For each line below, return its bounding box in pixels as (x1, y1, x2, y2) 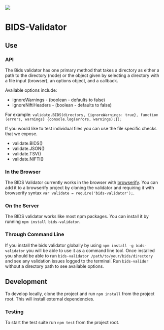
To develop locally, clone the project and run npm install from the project (5, 291, 155, 296)
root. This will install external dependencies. (5, 296, 95, 302)
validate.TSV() (12, 150, 41, 156)
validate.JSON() (12, 146, 45, 151)
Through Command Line (5, 231, 65, 238)
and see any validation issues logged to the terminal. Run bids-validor (5, 258, 149, 264)
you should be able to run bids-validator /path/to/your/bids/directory (5, 253, 153, 258)
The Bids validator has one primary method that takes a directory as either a (5, 67, 160, 73)
